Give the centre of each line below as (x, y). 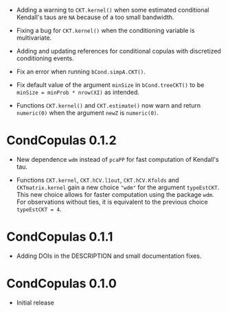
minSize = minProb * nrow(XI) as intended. (78, 92)
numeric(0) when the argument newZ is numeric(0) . (88, 113)
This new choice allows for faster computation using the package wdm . (115, 194)
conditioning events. (45, 58)
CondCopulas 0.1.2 (62, 141)
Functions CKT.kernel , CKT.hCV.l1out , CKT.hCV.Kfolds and (98, 180)
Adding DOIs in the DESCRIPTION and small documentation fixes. (109, 256)
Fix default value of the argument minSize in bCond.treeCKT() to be (110, 85)
